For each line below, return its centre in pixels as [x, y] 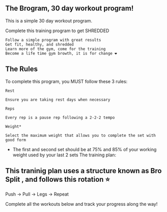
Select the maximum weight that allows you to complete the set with [81, 135]
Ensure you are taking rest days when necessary [58, 100]
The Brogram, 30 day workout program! [69, 8]
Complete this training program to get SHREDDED [57, 31]
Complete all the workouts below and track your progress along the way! [81, 204]
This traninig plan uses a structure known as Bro [83, 171]
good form [16, 140]
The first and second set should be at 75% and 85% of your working [85, 149]
